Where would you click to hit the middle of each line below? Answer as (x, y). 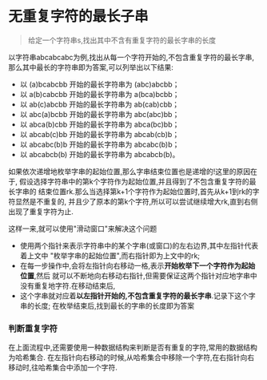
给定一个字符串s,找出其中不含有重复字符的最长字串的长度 (122, 40)
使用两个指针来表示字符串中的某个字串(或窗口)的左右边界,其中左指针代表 (139, 245)
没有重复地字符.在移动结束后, (68, 285)
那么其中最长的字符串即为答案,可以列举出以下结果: (91, 67)
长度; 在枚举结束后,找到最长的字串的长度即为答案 (114, 305)
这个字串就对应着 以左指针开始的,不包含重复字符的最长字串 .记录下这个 (134, 295)
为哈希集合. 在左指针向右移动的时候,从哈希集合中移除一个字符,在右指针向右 (132, 358)
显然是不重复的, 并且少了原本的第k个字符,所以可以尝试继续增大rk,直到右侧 (136, 201)
